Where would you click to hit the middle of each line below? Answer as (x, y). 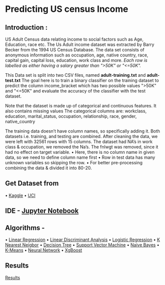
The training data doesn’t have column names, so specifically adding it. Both (82, 131)
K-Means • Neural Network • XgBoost (44, 250)
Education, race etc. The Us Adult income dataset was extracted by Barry (80, 45)
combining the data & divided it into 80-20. (49, 168)
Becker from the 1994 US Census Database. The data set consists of (75, 50)
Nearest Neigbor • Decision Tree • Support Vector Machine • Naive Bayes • (82, 245)
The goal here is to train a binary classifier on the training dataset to (90, 80)
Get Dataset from (32, 183)
